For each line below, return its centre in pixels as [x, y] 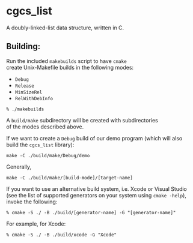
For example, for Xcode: [36, 224]
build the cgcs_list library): [40, 145]
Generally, [19, 167]
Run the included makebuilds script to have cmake [67, 61]
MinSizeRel [29, 92]
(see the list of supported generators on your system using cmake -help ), [96, 195]
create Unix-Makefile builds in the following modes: [70, 67]
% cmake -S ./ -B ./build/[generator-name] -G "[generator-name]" [91, 212]
